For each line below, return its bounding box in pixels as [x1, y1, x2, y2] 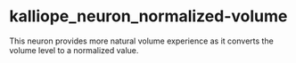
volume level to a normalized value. [9, 44, 139, 55]
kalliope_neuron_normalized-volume [9, 6, 288, 27]
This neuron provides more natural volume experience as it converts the [9, 35, 274, 46]
